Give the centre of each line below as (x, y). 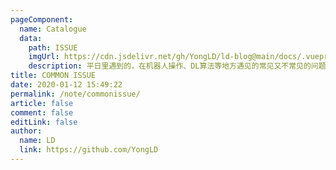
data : (31, 38)
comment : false (42, 112)
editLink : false (44, 122)
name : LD (37, 141)
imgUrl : (44, 57)
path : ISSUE (53, 47)
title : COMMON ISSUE (53, 76)
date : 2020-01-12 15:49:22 (66, 85)
